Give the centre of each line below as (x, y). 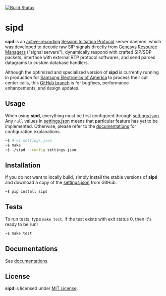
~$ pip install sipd (27, 192)
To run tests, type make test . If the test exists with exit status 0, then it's (79, 219)
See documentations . (27, 261)
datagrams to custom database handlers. (47, 63)
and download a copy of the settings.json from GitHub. (61, 183)
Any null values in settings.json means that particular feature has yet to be (82, 121)
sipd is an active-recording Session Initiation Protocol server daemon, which (83, 41)
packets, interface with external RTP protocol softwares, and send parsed (81, 57)
